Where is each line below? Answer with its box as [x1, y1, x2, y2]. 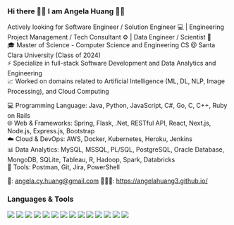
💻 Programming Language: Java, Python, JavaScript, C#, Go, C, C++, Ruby [7, 102, 228, 110]
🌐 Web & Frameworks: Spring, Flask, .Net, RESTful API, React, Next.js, [7, 119, 211, 128]
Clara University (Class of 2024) [7, 51, 101, 59]
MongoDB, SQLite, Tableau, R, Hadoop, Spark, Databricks [7, 155, 175, 164]
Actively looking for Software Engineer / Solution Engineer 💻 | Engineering [7, 23, 224, 31]
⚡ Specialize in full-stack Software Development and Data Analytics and [7, 59, 216, 68]
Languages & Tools [7, 194, 74, 204]
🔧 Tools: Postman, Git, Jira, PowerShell [7, 163, 120, 171]
